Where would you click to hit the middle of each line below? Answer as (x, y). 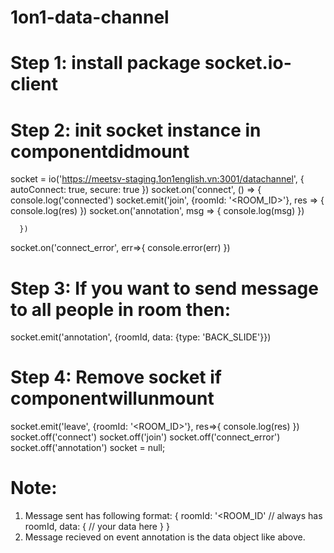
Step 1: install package (106, 63)
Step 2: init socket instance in (136, 130)
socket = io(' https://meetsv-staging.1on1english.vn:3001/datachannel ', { (157, 179)
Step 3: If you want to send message (164, 288)
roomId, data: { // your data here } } (97, 527)
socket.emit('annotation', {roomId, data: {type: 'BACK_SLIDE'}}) (141, 337)
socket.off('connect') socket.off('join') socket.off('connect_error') (145, 437)
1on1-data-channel (90, 17)
